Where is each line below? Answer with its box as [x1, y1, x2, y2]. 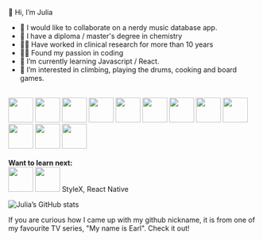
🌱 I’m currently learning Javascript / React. [19, 56, 160, 66]
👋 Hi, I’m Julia [8, 8, 53, 17]
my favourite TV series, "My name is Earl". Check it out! [8, 224, 190, 233]
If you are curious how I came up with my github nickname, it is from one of [8, 215, 256, 224]
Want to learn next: [8, 159, 73, 167]
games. [19, 74, 45, 82]
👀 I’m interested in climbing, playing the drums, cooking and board [19, 65, 237, 75]
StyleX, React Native [61, 185, 129, 193]
